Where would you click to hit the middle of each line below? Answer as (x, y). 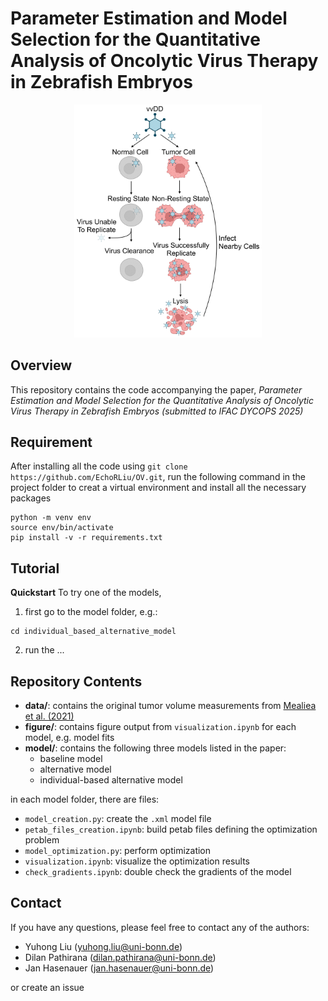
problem (42, 840)
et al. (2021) (49, 716)
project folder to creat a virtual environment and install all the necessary (158, 488)
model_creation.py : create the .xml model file (118, 818)
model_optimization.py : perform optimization (118, 850)
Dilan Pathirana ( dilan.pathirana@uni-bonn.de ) (120, 957)
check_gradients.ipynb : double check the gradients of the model (158, 871)
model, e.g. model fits (69, 737)
